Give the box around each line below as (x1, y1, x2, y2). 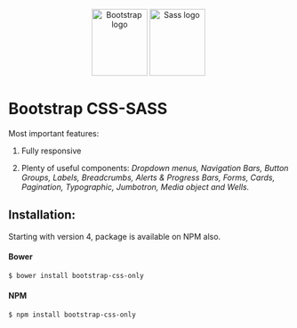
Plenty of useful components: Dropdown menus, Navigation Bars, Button (20, 162, 289, 173)
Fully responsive (20, 145, 82, 156)
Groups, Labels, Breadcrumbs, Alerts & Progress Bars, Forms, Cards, (20, 172, 276, 183)
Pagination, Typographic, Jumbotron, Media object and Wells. (20, 181, 250, 192)
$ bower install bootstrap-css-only (8, 271, 144, 280)
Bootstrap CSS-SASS (8, 99, 168, 119)
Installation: (8, 208, 76, 223)
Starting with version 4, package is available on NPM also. (8, 231, 221, 242)
